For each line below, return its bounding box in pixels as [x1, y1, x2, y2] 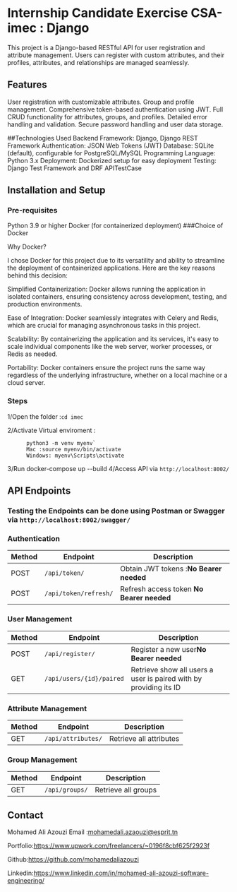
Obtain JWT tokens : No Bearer [119, 564, 222, 573]
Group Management [7, 754, 78, 764]
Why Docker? [7, 242, 47, 251]
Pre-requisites [7, 206, 58, 215]
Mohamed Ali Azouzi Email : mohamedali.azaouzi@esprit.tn [7, 828, 178, 836]
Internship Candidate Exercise [7, 5, 188, 21]
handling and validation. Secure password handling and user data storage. [7, 120, 224, 129]
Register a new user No [130, 644, 207, 654]
